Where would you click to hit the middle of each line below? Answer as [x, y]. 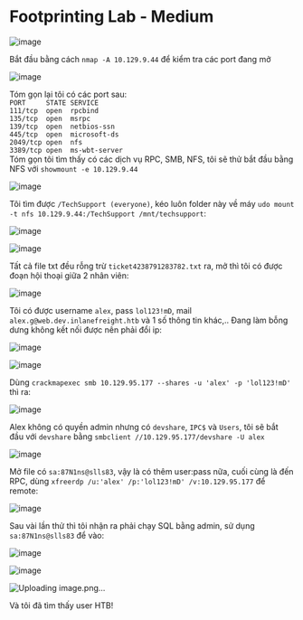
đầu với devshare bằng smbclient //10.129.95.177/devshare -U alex [137, 437]
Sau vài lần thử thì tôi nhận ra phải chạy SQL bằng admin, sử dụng [132, 525]
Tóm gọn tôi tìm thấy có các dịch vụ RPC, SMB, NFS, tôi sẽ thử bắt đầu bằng [151, 159]
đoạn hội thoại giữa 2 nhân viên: [69, 275]
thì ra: [20, 391]
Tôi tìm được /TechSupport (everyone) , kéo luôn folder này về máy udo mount [152, 203]
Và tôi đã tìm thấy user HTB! [62, 605]
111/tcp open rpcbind [54, 110]
